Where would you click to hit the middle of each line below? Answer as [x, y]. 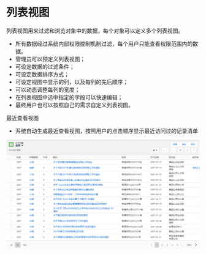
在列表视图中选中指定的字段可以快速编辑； [69, 97]
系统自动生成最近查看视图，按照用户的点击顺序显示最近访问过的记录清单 [106, 131]
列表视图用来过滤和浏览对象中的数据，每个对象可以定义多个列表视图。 [95, 31]
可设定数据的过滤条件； [45, 66]
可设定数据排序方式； [42, 74]
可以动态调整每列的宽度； [48, 89]
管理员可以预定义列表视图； [50, 59]
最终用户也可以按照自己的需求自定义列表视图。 [74, 105]
